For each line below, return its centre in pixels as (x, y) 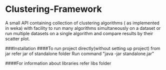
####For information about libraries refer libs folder (58, 63)
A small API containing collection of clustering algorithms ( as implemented (82, 23)
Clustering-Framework (54, 9)
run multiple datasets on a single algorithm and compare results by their (79, 33)
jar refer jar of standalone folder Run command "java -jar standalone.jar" (80, 54)
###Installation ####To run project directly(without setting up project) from (83, 48)
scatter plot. (17, 39)
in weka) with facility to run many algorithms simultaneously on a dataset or (83, 28)
